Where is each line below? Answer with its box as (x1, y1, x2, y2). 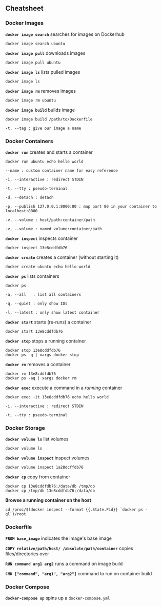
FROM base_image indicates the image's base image (5, 535, 112, 541)
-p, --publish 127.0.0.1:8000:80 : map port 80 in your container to (5, 204, 157, 209)
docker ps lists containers (5, 273, 59, 279)
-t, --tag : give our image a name (5, 126, 82, 131)
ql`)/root (5, 512, 27, 517)
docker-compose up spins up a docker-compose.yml (5, 595, 110, 601)
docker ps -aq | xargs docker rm (5, 375, 77, 381)
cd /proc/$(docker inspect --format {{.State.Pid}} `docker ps (5, 507, 144, 512)
